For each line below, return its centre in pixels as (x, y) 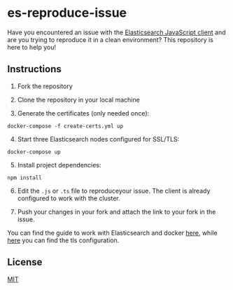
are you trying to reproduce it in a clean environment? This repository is (110, 39)
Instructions (34, 69)
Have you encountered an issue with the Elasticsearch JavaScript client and (116, 32)
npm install (24, 178)
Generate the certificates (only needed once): (83, 113)
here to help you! (31, 47)
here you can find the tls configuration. (63, 240)
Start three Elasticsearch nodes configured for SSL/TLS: (98, 139)
